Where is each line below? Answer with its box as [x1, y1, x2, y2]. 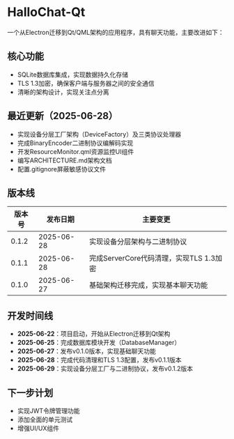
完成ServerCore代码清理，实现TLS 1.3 [89, 254, 216, 263]
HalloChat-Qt [7, 4, 86, 20]
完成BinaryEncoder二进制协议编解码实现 [17, 139, 134, 147]
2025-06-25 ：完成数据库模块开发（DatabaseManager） [17, 339, 181, 347]
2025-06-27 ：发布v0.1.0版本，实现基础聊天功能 [17, 347, 157, 355]
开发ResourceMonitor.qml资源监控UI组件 [17, 147, 134, 155]
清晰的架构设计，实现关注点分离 [17, 88, 109, 96]
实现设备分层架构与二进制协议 [89, 237, 187, 247]
